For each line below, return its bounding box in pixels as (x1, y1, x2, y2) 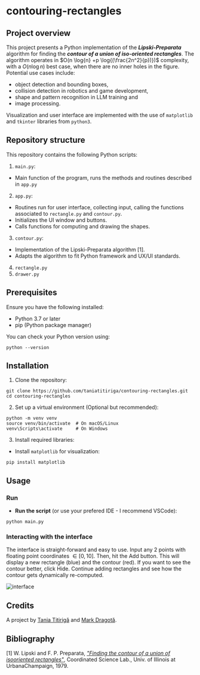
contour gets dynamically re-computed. (6, 572, 104, 579)
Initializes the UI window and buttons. (14, 216, 107, 224)
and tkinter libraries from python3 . (6, 118, 92, 125)
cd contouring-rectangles (6, 393, 70, 399)
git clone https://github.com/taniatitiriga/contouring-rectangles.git (6, 388, 188, 394)
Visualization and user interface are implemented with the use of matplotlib (6, 112, 193, 118)
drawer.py (14, 271, 40, 277)
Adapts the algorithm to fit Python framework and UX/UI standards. (14, 252, 181, 259)
